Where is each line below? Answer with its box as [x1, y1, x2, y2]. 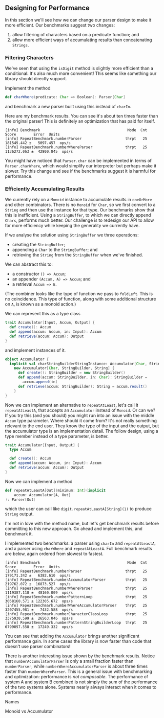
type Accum [9, 447, 32, 452]
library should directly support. [5, 76, 67, 82]
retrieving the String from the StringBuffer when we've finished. [12, 252, 143, 258]
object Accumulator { [5, 357, 49, 362]
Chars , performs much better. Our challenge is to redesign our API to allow [5, 217, 154, 223]
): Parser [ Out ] [5, 497, 36, 502]
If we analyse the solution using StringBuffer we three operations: [5, 232, 139, 238]
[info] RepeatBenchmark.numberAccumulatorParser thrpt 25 [5, 578, 147, 582]
